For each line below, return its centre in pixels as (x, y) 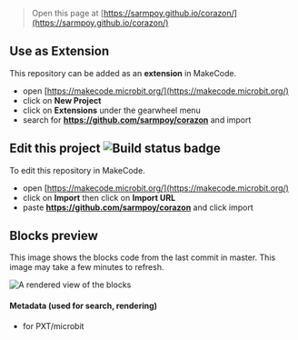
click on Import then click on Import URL (99, 197)
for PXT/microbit (53, 325)
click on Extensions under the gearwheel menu (112, 110)
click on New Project (62, 100)
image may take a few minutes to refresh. (87, 267)
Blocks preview (54, 236)
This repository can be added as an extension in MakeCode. (123, 73)
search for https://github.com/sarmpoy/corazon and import (137, 120)
